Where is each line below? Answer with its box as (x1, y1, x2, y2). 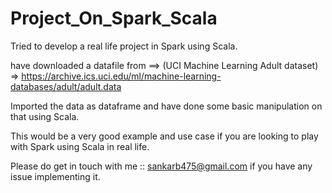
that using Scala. (10, 110, 80, 122)
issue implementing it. (10, 170, 101, 182)
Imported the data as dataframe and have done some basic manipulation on (10, 100, 323, 112)
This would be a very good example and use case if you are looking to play (10, 130, 319, 142)
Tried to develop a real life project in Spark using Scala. (10, 40, 238, 52)
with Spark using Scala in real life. (10, 140, 150, 152)
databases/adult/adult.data (10, 80, 122, 92)
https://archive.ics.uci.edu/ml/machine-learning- (21, 70, 222, 82)
